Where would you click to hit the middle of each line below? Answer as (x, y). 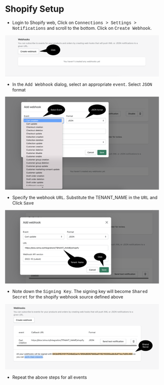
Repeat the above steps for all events (49, 377)
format (19, 90)
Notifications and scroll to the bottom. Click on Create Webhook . (82, 28)
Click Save (23, 203)
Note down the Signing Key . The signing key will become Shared (80, 291)
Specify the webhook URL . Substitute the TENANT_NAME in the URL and (85, 197)
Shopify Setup (35, 9)
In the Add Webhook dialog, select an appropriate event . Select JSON (82, 85)
